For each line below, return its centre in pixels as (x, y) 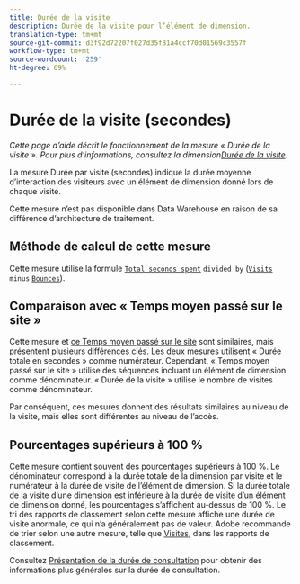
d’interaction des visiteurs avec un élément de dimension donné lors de (141, 182)
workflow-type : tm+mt (50, 51)
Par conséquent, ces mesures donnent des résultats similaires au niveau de (149, 407)
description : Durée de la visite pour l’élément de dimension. (130, 26)
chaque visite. (35, 191)
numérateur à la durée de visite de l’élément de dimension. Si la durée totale (150, 486)
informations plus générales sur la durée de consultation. (115, 570)
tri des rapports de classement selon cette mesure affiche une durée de (142, 515)
